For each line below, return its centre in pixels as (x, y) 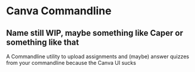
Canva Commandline (59, 11)
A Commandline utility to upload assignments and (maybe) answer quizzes (97, 57)
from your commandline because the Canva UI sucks (71, 63)
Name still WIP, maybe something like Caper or (95, 33)
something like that (43, 42)
